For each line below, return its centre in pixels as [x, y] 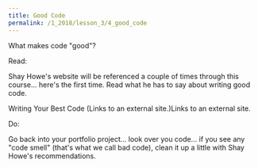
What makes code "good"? [52, 45]
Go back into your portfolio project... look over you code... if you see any [127, 139]
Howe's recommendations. [52, 156]
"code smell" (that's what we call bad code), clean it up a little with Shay [126, 147]
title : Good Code [37, 15]
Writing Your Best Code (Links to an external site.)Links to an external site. [130, 108]
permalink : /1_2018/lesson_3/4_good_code [78, 23]
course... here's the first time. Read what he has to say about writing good [129, 85]
